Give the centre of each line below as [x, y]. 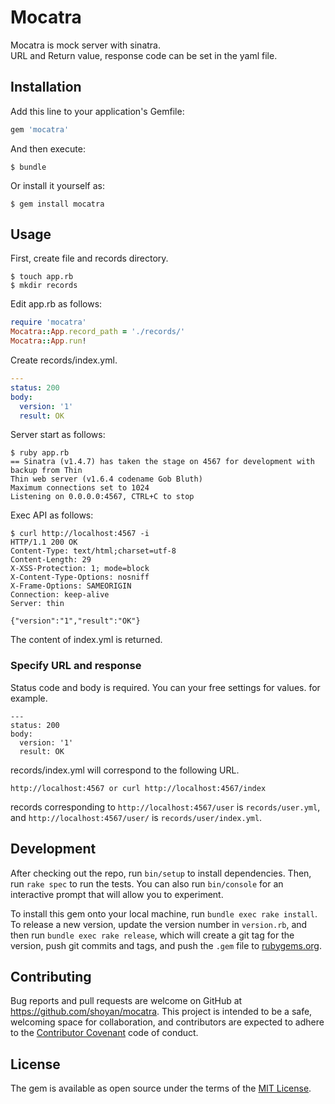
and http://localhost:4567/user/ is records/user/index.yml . [136, 817]
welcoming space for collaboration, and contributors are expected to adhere [167, 1022]
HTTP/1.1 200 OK [44, 542]
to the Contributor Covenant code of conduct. [104, 1033]
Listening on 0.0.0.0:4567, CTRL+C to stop [102, 497]
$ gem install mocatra [57, 204]
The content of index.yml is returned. [86, 640]
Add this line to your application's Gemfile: [97, 111]
